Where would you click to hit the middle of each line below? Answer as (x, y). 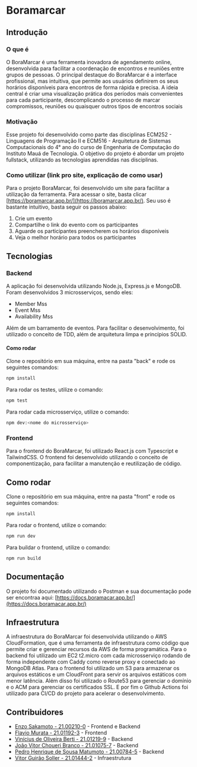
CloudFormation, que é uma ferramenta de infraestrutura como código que (98, 643)
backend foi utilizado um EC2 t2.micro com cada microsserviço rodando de (99, 656)
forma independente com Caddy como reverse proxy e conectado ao (91, 662)
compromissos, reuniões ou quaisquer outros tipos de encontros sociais (94, 106)
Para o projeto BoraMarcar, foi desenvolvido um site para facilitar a (88, 188)
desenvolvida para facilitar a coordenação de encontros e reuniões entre (95, 68)
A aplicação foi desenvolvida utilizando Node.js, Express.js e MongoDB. (94, 286)
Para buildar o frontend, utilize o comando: (58, 547)
